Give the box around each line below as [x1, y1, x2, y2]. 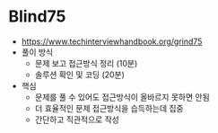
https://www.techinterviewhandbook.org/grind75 [21, 36, 203, 47]
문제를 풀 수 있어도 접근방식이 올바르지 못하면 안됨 [34, 92, 210, 102]
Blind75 [8, 6, 66, 27]
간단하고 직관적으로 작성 [34, 114, 120, 125]
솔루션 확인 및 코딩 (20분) [34, 69, 125, 80]
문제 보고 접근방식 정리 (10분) [34, 58, 138, 68]
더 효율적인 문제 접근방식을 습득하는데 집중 [34, 102, 185, 113]
